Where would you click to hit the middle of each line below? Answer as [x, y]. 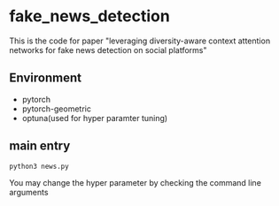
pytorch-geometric [56, 109]
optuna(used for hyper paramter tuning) [95, 118]
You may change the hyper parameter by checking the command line [135, 182]
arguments [29, 192]
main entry [40, 146]
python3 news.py [39, 166]
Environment [46, 78]
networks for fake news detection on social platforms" [108, 50]
